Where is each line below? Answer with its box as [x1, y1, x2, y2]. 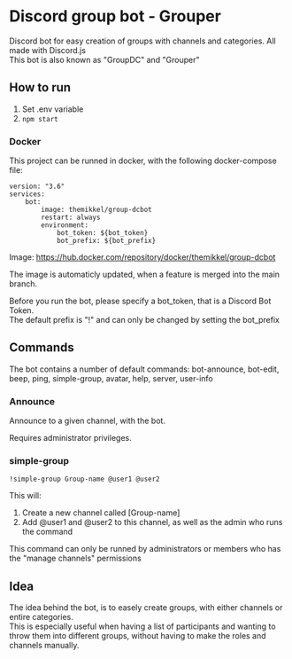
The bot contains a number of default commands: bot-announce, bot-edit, [9, 364, 280, 374]
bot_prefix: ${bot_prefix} [56, 237, 157, 246]
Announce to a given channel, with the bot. [9, 415, 166, 427]
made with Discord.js [9, 44, 87, 55]
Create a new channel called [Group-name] [21, 507, 181, 518]
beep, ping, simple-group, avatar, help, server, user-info [9, 373, 214, 383]
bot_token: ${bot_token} [56, 229, 149, 238]
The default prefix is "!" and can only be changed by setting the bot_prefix [9, 315, 280, 326]
